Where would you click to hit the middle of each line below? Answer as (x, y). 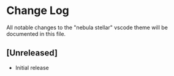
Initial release (32, 67)
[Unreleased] (32, 53)
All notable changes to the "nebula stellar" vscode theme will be (87, 27)
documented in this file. (36, 33)
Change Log (38, 11)
